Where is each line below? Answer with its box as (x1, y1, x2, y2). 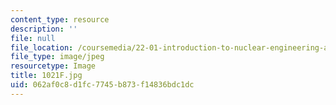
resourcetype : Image (10, 61, 97, 71)
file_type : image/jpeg (10, 52, 105, 62)
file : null (10, 33, 56, 43)
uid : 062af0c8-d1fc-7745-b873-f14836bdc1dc (10, 80, 195, 90)
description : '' (10, 24, 78, 34)
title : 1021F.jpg (10, 71, 83, 81)
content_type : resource (10, 14, 110, 25)
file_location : (10, 42, 74, 53)
